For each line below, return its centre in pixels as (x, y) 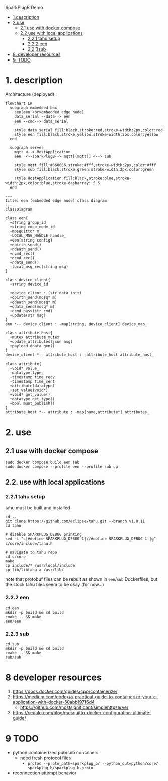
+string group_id (28, 222)
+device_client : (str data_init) (46, 293)
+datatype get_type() (32, 399)
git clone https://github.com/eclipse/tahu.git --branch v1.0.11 (75, 521)
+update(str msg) (28, 315)
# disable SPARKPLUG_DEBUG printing (44, 534)
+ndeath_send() (26, 249)
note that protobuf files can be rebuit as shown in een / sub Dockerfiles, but (81, 579)
